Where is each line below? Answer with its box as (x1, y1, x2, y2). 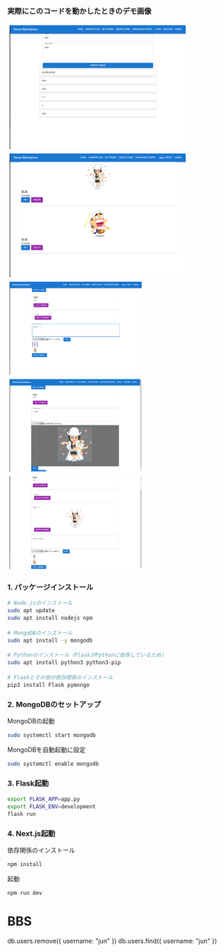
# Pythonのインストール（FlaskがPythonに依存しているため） (7, 652, 167, 659)
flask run (7, 810, 37, 817)
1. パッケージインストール (7, 582, 94, 592)
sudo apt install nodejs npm (7, 614, 93, 621)
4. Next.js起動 (7, 829, 56, 838)
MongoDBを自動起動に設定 (7, 745, 86, 754)
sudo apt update (7, 607, 55, 614)
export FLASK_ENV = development (7, 803, 97, 810)
